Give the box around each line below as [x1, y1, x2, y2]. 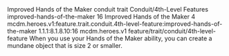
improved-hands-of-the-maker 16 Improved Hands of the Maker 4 [7, 12, 196, 20]
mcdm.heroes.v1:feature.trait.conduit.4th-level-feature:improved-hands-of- [7, 20, 223, 28]
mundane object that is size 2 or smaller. [7, 42, 122, 49]
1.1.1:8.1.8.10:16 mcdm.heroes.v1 [38, 27, 127, 35]
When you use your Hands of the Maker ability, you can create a [28, 34, 212, 42]
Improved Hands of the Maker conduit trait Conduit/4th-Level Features [7, 5, 209, 13]
